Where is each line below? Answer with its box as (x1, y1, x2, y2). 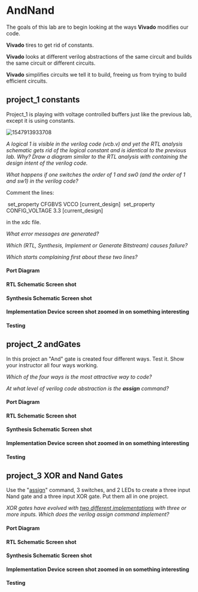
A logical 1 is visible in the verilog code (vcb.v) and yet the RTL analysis (6, 140, 183, 147)
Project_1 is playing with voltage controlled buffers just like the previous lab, (6, 110, 193, 117)
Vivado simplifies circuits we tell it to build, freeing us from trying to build (6, 71, 187, 78)
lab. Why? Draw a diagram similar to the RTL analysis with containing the (6, 153, 188, 160)
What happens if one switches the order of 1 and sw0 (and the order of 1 (6, 171, 185, 178)
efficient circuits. (6, 77, 48, 84)
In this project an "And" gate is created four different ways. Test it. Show (6, 355, 184, 363)
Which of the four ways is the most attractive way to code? (6, 373, 153, 380)
